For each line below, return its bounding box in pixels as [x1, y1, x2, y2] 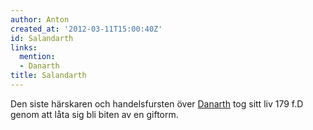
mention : [19, 52, 56, 62]
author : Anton [10, 14, 70, 25]
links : [10, 42, 38, 53]
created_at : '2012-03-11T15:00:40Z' [10, 24, 163, 34]
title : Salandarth [10, 71, 87, 81]
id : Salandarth [10, 33, 74, 43]
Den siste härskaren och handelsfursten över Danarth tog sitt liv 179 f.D [10, 97, 304, 110]
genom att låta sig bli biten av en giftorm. [10, 108, 179, 120]
